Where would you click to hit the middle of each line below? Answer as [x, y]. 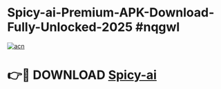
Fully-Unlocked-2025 [70, 27]
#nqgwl [158, 27]
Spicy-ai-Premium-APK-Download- [111, 13]
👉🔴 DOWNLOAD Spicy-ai [82, 75]
